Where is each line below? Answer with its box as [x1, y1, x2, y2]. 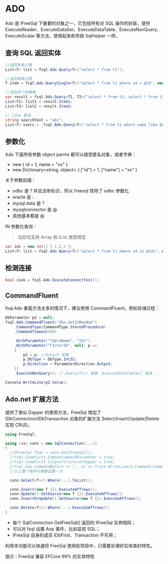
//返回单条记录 [5, 76, 32, 81]
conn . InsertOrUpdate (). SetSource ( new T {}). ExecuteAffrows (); [9, 496, 142, 501]
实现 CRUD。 [5, 422, 32, 428]
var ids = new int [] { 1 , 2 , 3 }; [5, 244, 72, 249]
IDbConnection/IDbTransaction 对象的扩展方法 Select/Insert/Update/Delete [5, 415, 159, 421]
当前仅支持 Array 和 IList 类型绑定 [17, 234, 86, 240]
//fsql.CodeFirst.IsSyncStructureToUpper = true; [9, 459, 115, 464]
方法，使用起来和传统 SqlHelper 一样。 [40, 33, 120, 39]
